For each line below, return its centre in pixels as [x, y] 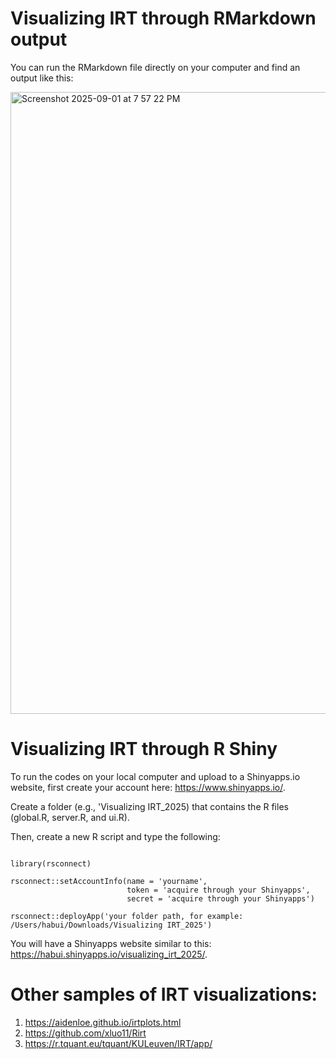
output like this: [42, 78]
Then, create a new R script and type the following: [115, 836]
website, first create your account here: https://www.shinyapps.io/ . [148, 787]
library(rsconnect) [51, 863]
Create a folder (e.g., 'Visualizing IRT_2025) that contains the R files [149, 806]
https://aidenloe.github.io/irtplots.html [103, 1022]
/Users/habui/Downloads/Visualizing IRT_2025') [111, 925]
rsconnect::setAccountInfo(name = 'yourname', [109, 881]
